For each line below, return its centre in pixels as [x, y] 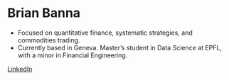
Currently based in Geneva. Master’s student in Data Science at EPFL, [120, 47]
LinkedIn [20, 69]
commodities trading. [49, 40]
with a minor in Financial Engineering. [73, 55]
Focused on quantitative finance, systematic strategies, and [105, 33]
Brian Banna [44, 13]
